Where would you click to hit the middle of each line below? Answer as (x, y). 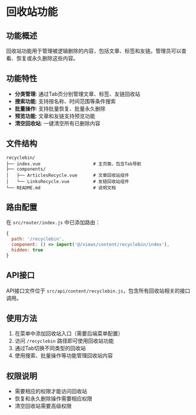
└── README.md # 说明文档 (61, 188)
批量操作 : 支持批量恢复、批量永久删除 (60, 108)
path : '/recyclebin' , (38, 239)
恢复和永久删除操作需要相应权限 (53, 399)
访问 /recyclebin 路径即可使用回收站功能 (64, 341)
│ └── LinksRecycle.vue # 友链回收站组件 (68, 181)
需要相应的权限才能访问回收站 (51, 391)
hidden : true (27, 250)
